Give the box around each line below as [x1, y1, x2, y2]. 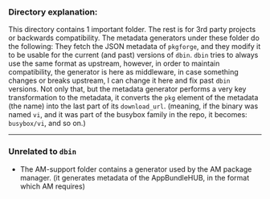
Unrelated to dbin [8, 146, 77, 157]
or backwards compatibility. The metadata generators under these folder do [8, 33, 260, 43]
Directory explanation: [8, 6, 98, 18]
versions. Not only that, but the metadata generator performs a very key [8, 84, 247, 94]
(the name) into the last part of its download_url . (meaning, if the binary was [8, 101, 259, 111]
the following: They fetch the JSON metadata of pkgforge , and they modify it [8, 42, 261, 51]
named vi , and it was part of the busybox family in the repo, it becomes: [8, 110, 247, 120]
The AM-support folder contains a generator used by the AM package [19, 164, 252, 174]
